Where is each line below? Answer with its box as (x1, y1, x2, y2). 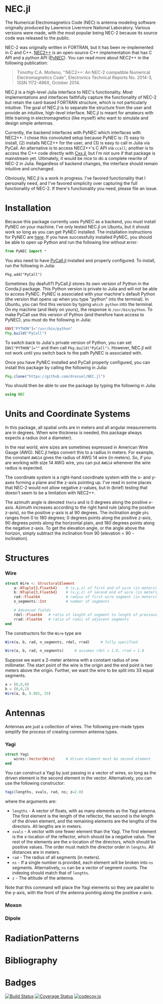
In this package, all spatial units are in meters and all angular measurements (5, 425, 157, 430)
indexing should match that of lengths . (12, 870, 90, 876)
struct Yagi (5, 752, 29, 757)
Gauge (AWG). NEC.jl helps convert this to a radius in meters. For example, (5, 449, 154, 455)
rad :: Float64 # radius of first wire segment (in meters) (14, 594, 158, 599)
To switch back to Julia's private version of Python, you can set (5, 340, 132, 345)
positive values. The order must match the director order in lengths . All (12, 844, 154, 850)
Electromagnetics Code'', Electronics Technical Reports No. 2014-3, (16, 74, 153, 80)
